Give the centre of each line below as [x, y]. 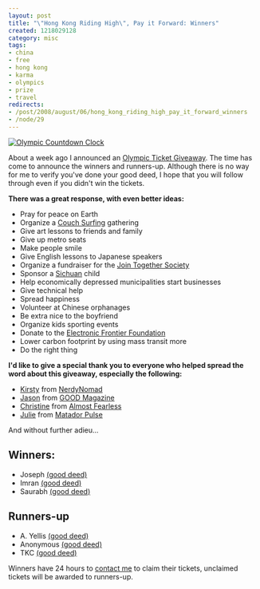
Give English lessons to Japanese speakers [91, 256]
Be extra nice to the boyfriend [69, 315]
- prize [21, 90]
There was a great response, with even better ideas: [97, 198]
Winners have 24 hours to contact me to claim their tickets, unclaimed [123, 568]
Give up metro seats [53, 239]
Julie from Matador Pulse [61, 414]
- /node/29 [26, 120]
